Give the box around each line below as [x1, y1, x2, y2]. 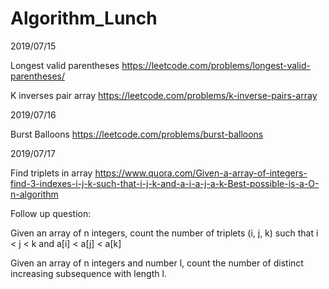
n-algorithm [10, 188, 59, 200]
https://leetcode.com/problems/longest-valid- [121, 59, 311, 71]
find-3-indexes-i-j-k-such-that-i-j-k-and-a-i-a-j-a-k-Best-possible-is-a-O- [10, 177, 320, 189]
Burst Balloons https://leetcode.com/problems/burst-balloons [10, 128, 264, 140]
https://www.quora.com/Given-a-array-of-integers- [94, 167, 308, 179]
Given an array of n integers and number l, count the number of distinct [10, 257, 304, 269]
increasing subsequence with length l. [10, 267, 167, 279]
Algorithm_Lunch [10, 7, 158, 30]
